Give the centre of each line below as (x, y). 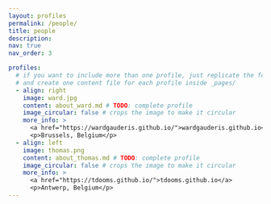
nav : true (25, 46)
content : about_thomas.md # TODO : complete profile (111, 158)
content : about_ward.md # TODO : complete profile (108, 106)
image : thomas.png (54, 150)
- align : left (39, 143)
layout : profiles (38, 16)
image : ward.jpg (50, 98)
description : (30, 38)
